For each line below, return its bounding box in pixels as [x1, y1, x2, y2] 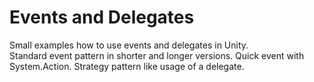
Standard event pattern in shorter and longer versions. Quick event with [9, 49, 305, 61]
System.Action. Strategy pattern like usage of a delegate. [9, 60, 245, 72]
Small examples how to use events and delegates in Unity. [9, 39, 249, 51]
